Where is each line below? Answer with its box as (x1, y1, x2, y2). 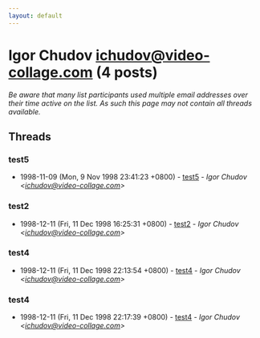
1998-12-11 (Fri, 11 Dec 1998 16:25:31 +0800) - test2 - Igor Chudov (19, 219, 239, 228)
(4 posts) (95, 63, 158, 81)
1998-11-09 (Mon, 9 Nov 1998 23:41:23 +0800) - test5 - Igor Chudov (19, 172, 247, 182)
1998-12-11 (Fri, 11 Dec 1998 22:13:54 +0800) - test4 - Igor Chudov (19, 265, 241, 275)
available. (8, 107, 42, 116)
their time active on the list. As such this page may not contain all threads (8, 98, 253, 108)
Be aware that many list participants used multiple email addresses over (8, 90, 249, 99)
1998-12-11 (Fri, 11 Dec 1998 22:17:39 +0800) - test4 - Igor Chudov (19, 312, 241, 322)
